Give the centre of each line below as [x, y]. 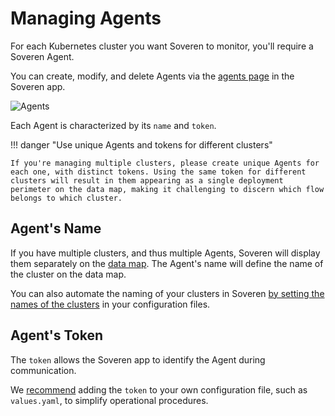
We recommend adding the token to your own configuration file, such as [159, 389]
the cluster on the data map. [68, 274]
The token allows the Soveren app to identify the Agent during [138, 359]
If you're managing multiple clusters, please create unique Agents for [165, 163]
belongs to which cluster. [66, 198]
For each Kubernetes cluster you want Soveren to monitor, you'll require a [162, 46]
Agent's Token [56, 335]
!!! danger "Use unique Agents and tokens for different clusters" [141, 144]
